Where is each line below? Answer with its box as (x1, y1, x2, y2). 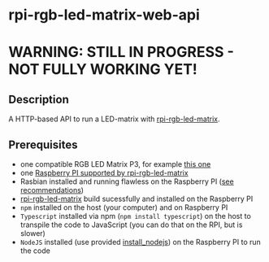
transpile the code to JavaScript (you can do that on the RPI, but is (20, 220, 243, 229)
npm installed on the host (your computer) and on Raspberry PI (20, 203, 228, 212)
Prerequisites (8, 138, 78, 151)
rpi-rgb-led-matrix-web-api (8, 6, 201, 24)
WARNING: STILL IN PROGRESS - (8, 43, 234, 62)
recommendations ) (20, 186, 84, 194)
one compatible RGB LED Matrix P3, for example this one (20, 159, 211, 168)
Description (8, 92, 69, 107)
